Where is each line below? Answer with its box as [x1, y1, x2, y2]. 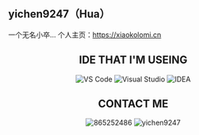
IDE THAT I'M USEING [78, 54, 188, 67]
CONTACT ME [98, 97, 169, 111]
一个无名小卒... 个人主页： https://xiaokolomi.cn [8, 30, 162, 39]
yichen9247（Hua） [8, 7, 111, 21]
